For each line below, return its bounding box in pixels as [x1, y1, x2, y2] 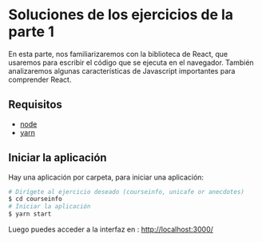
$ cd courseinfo [8, 195, 62, 204]
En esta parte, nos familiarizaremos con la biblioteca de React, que [8, 49, 228, 58]
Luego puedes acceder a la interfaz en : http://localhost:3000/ [8, 224, 214, 234]
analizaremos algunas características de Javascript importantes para [8, 66, 236, 75]
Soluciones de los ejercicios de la [8, 6, 234, 24]
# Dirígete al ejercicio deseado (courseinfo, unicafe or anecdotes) [8, 188, 245, 196]
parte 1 [8, 22, 54, 41]
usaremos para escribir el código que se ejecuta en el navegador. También [8, 58, 254, 67]
